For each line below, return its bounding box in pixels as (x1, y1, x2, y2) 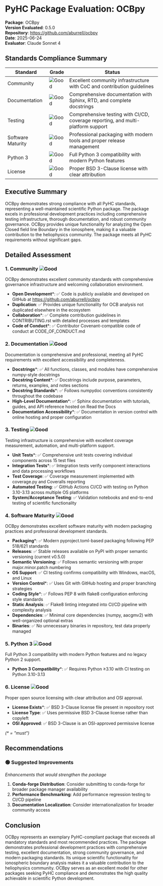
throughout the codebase (12, 393, 63, 399)
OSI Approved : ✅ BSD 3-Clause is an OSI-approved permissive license (12, 720, 154, 726)
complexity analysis (12, 607, 52, 613)
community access (12, 807, 50, 813)
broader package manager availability (12, 786, 88, 792)
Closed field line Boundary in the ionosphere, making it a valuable (5, 226, 136, 232)
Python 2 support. (5, 656, 41, 662)
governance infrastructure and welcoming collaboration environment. (5, 282, 144, 287)
